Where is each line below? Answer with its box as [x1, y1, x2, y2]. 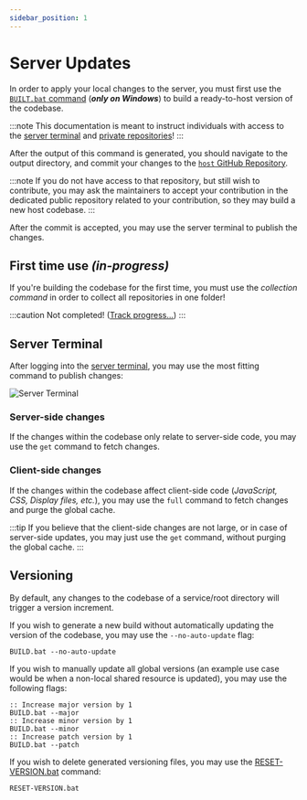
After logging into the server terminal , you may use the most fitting [9, 360, 260, 371]
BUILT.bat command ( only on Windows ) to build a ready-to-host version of [9, 92, 293, 103]
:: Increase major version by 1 [9, 700, 132, 709]
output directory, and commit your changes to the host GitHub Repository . [9, 157, 289, 168]
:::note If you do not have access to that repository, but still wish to [9, 175, 260, 186]
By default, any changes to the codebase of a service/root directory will [9, 592, 281, 603]
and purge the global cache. [9, 504, 116, 515]
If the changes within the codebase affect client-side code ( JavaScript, [9, 485, 278, 496]
